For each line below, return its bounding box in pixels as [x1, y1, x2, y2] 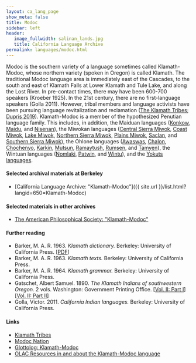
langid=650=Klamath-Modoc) [14, 189, 87, 196]
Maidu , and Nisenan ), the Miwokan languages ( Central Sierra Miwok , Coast [6, 125, 187, 132]
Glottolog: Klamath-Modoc [14, 344, 79, 351]
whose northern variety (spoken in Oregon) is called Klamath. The [25, 69, 185, 76]
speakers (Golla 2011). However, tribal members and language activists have [6, 100, 190, 107]
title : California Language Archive [13, 42, 104, 48]
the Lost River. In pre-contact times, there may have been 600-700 [6, 88, 167, 95]
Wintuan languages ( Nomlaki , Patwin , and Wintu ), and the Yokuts [6, 150, 163, 157]
